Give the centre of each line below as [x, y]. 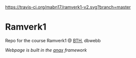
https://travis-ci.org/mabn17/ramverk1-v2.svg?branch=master [68, 7]
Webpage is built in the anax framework [46, 50]
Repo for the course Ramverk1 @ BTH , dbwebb [53, 40]
